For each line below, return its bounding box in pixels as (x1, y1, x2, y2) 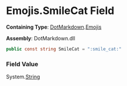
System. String (6, 73, 40, 80)
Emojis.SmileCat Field (6, 4, 115, 18)
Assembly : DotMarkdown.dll (6, 35, 75, 42)
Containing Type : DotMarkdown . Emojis (6, 23, 102, 30)
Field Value (6, 60, 39, 68)
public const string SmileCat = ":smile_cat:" (6, 46, 122, 52)
